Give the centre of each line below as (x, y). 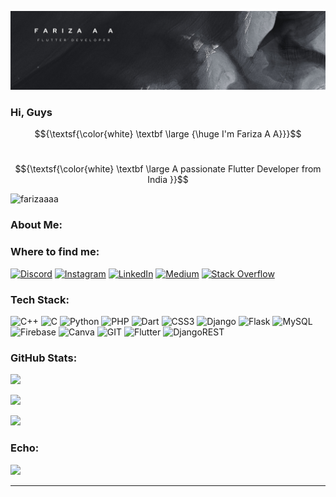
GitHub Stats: (44, 358)
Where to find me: (55, 252)
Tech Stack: (40, 299)
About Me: (36, 225)
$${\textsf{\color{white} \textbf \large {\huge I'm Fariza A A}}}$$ (168, 134)
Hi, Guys (31, 112)
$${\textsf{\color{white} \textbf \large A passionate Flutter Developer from (168, 169)
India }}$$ (168, 180)
